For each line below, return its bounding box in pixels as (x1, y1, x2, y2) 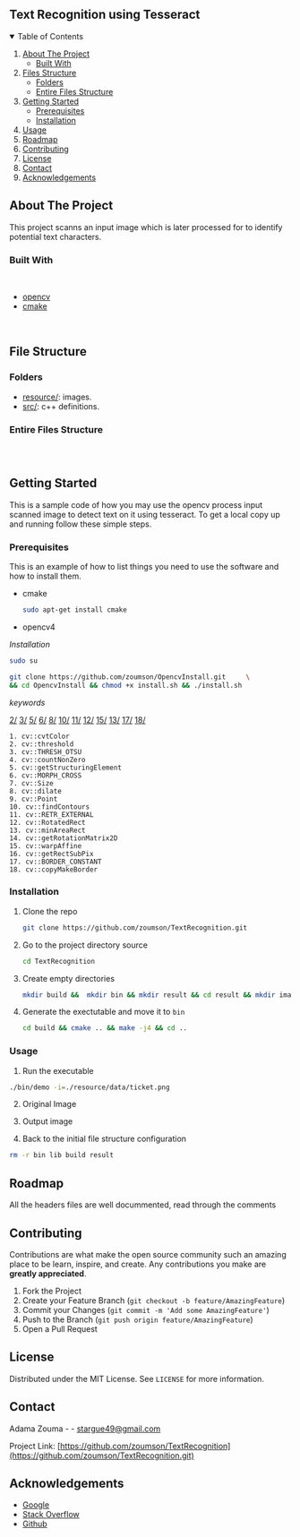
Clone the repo (21, 906, 78, 916)
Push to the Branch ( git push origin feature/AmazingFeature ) (21, 1314, 253, 1325)
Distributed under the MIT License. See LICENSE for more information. (9, 1373, 264, 1384)
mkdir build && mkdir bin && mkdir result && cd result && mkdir (21, 990, 276, 1000)
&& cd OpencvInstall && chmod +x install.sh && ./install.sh (9, 681, 243, 690)
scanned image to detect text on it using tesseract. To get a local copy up (9, 509, 280, 519)
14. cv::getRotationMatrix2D (9, 833, 118, 843)
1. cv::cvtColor (9, 732, 70, 741)
